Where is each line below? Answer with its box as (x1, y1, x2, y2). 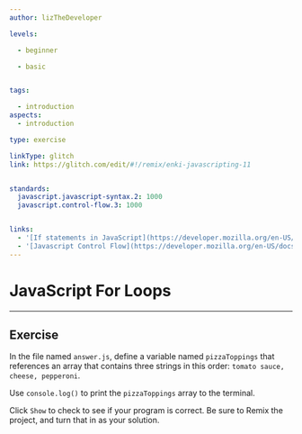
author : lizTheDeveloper (9, 13, 102, 23)
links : (9, 225, 34, 234)
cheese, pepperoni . (9, 370, 81, 381)
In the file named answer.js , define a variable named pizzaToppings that (9, 351, 275, 362)
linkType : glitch (9, 151, 75, 160)
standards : (9, 184, 50, 194)
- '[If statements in (17, 233, 99, 242)
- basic (17, 62, 47, 71)
